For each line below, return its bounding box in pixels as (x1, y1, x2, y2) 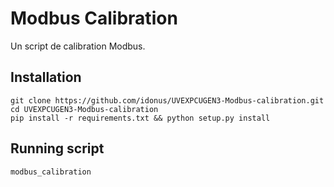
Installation (10, 69, 82, 86)
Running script (10, 140, 105, 157)
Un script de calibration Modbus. (10, 40, 146, 52)
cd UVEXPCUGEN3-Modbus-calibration (10, 104, 159, 114)
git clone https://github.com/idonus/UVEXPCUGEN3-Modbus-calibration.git (10, 95, 325, 106)
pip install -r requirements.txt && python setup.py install (10, 113, 271, 123)
